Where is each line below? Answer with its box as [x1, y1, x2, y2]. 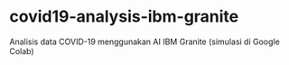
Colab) [9, 45, 34, 56]
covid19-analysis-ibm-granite [9, 6, 239, 27]
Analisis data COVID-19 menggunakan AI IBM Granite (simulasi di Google [9, 36, 280, 47]
